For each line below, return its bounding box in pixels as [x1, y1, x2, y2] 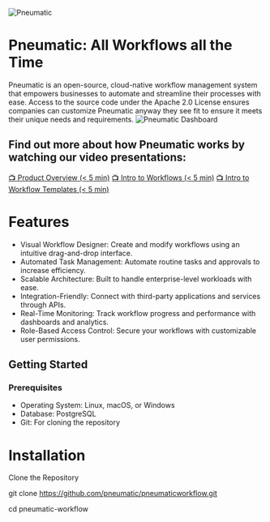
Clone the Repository [8, 473, 79, 482]
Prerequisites [8, 382, 62, 393]
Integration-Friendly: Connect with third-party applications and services [19, 291, 261, 301]
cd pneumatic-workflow [8, 504, 89, 514]
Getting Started [8, 357, 88, 372]
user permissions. [19, 334, 80, 344]
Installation [8, 446, 86, 464]
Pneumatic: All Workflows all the [8, 36, 233, 54]
